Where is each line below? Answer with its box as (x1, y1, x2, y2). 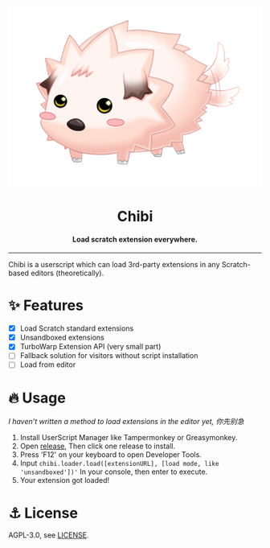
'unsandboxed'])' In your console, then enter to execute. (19, 467, 208, 476)
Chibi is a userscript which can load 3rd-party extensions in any (8, 260, 220, 270)
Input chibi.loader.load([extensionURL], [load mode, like (19, 459, 219, 468)
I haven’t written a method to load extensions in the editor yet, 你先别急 (8, 417, 244, 426)
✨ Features (8, 296, 84, 315)
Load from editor (19, 360, 76, 369)
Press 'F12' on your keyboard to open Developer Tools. (19, 450, 202, 459)
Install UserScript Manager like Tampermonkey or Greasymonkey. (19, 433, 238, 443)
